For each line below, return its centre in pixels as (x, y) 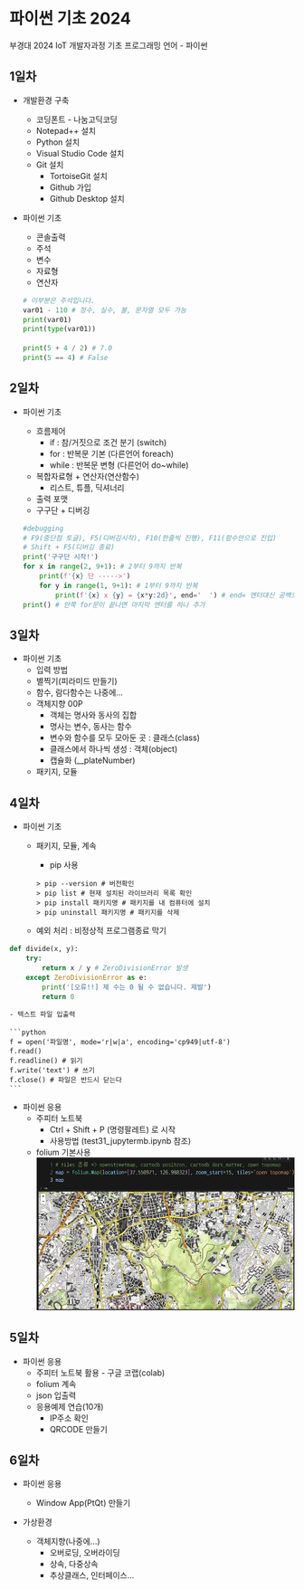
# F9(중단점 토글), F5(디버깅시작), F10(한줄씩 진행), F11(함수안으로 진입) (150, 538)
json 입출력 (56, 1395)
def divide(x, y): (44, 949)
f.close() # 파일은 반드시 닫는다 (66, 1080)
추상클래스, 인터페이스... (92, 1575)
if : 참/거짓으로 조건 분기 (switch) (108, 442)
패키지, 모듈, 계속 (66, 846)
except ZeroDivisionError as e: (86, 977)
